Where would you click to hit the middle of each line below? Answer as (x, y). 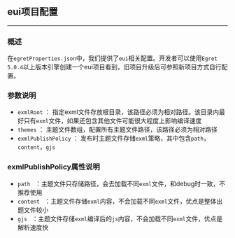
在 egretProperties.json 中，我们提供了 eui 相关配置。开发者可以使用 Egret (113, 58)
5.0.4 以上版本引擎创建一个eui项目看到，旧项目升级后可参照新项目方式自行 (114, 67)
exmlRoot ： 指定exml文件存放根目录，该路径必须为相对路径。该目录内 (118, 112)
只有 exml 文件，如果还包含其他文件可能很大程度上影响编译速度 (113, 121)
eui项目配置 (33, 12)
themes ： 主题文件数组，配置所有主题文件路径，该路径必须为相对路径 (117, 129)
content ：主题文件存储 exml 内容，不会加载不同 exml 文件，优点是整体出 (120, 201)
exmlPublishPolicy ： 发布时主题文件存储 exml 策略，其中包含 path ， (113, 139)
